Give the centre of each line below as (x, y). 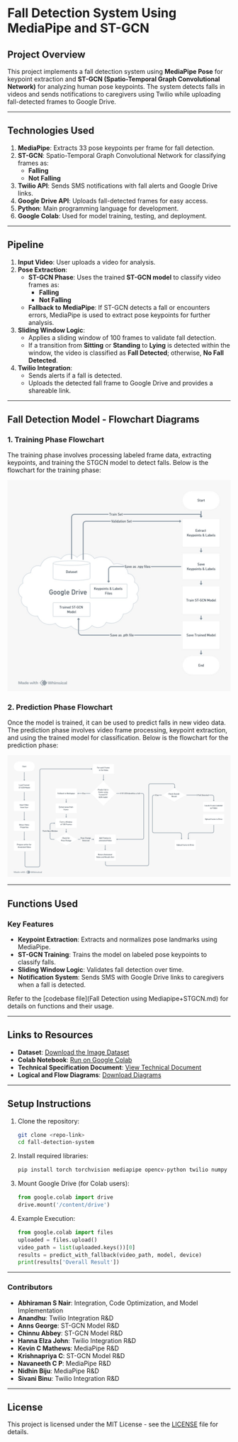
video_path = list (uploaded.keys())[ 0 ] (76, 1247)
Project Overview (46, 54)
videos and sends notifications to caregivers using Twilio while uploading (114, 94)
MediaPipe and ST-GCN (79, 28)
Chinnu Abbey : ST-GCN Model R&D (70, 1333)
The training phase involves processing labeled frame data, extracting (109, 455)
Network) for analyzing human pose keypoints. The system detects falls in (116, 86)
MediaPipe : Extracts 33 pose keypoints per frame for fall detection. (116, 148)
